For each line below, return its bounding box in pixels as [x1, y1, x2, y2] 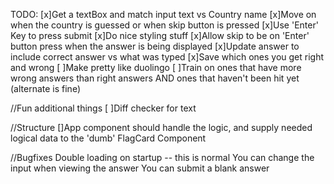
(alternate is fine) [10, 83, 82, 94]
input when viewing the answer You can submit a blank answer [10, 162, 270, 174]
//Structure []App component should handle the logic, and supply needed [10, 122, 313, 133]
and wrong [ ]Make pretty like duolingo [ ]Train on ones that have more [10, 62, 302, 73]
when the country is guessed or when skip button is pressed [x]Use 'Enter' [10, 19, 319, 31]
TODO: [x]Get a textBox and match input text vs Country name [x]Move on [10, 9, 317, 20]
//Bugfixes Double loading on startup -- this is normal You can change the [10, 152, 315, 163]
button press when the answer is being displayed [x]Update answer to [10, 40, 300, 52]
